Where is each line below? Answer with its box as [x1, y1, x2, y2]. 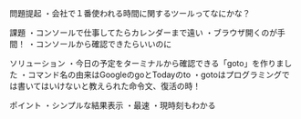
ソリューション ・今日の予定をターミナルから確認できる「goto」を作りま [9, 58, 285, 68]
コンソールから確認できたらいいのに [35, 39, 171, 49]
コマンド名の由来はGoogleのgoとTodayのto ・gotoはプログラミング [26, 69, 283, 80]
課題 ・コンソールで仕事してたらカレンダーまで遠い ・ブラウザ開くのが [9, 27, 278, 38]
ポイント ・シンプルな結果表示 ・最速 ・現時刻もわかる [9, 100, 216, 111]
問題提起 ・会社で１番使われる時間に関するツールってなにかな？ [9, 8, 251, 18]
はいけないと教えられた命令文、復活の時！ [40, 81, 202, 91]
